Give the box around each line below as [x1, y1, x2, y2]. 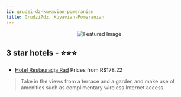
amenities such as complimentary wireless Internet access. [20, 84, 166, 91]
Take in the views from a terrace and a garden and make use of [20, 78, 176, 85]
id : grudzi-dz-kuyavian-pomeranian [6, 8, 94, 15]
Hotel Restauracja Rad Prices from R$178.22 [14, 66, 123, 73]
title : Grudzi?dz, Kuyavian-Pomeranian [6, 14, 105, 20]
